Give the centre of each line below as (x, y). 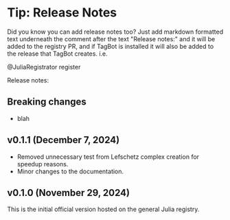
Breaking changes (47, 102)
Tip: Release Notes (62, 13)
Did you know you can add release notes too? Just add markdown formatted (115, 32)
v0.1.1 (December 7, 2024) (64, 140)
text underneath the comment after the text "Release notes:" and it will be (111, 38)
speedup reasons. (43, 164)
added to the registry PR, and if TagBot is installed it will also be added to (111, 46)
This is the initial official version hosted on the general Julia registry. (103, 209)
